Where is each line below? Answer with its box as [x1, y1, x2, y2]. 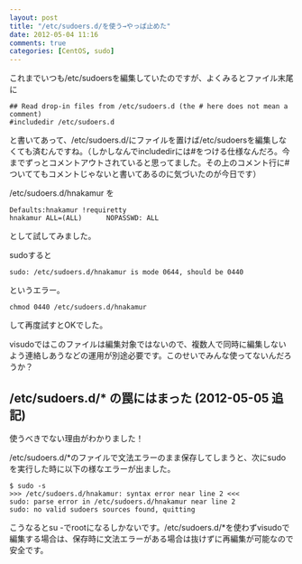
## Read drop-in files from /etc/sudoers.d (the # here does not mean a [9, 102, 288, 111]
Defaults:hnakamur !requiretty [9, 206, 127, 215]
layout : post [9, 13, 59, 23]
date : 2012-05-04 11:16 [9, 30, 99, 39]
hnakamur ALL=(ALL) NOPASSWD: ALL [9, 214, 160, 223]
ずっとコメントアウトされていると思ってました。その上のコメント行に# [24, 157, 290, 168]
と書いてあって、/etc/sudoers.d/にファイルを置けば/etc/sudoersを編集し [9, 134, 279, 145]
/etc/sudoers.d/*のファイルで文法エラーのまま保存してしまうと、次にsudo [9, 452, 287, 463]
